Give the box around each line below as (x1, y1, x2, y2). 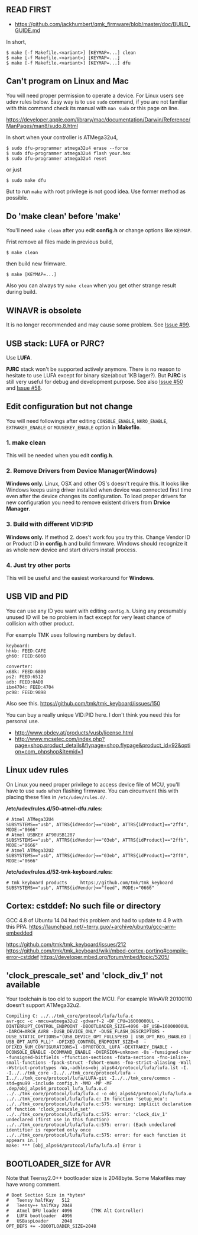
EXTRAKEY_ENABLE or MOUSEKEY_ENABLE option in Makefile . (6, 424, 141, 431)
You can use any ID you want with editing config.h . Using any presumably (6, 607, 187, 614)
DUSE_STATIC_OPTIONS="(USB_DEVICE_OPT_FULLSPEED (6, 1034, 128, 1040)
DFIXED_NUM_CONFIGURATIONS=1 (6, 1044, 78, 1050)
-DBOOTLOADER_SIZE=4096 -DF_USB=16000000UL (80, 1024, 189, 1029)
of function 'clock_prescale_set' (6, 1106, 92, 1112)
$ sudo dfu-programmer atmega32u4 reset (6, 155, 108, 162)
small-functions (6, 1060, 46, 1066)
